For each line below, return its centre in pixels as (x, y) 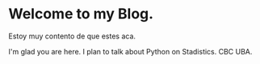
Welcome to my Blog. (81, 14)
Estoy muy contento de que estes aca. (72, 36)
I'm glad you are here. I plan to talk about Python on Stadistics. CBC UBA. (130, 51)
